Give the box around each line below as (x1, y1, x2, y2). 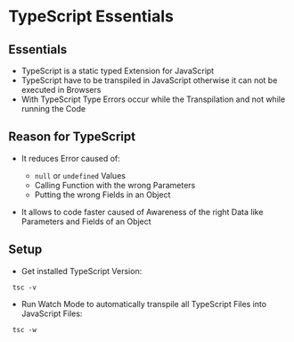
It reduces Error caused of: (20, 153, 121, 163)
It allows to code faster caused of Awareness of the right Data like (20, 206, 264, 217)
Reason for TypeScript (8, 129, 135, 145)
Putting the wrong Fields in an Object (34, 189, 171, 200)
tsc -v (12, 283, 37, 292)
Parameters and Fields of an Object (20, 216, 152, 227)
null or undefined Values (34, 170, 127, 180)
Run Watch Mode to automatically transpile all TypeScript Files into (20, 298, 267, 309)
